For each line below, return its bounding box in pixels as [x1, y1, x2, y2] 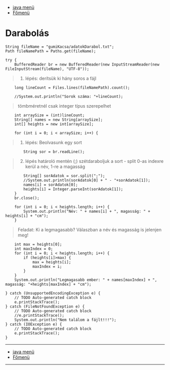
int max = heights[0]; [14, 242, 62, 247]
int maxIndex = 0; [14, 246, 53, 251]
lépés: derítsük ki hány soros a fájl [25, 75, 97, 81]
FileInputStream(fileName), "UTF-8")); [5, 66, 90, 72]
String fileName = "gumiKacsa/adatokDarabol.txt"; [5, 44, 114, 49]
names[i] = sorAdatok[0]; [23, 182, 78, 187]
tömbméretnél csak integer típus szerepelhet [17, 103, 111, 109]
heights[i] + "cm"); [5, 213, 49, 218]
